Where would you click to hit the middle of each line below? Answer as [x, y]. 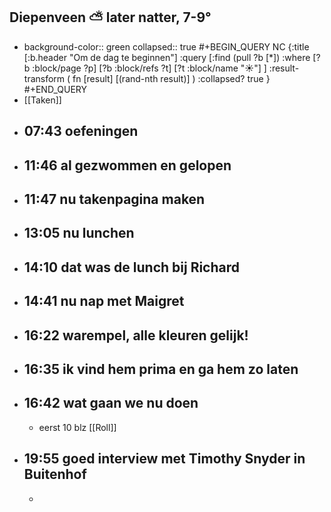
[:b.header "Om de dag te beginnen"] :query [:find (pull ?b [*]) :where [167, 57]
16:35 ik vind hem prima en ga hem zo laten [161, 369]
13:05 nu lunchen [79, 233]
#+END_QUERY [55, 89]
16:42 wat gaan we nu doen [111, 403]
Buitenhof [55, 474]
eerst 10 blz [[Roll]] [77, 427]
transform [44, 78]
